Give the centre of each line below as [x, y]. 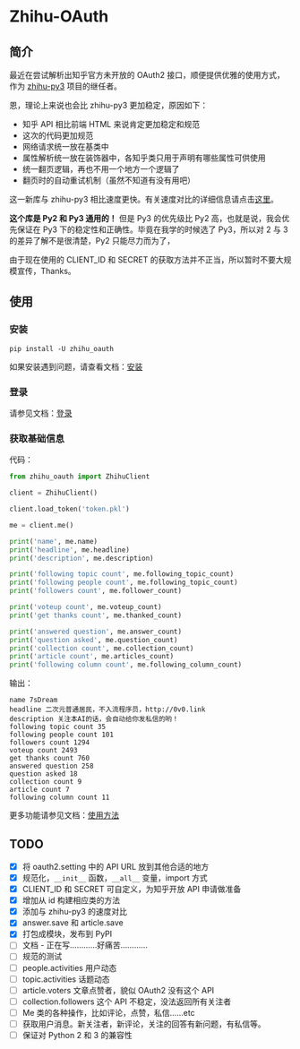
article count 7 [39, 790]
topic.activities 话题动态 [66, 979]
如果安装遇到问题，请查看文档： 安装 [76, 366]
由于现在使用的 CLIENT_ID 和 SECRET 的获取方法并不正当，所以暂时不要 [142, 260]
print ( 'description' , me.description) [81, 558]
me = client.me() [42, 525]
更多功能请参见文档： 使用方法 [64, 815]
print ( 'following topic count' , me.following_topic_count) [122, 574]
